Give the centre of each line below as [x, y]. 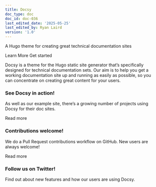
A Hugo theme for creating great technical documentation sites [68, 46]
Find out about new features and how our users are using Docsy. [70, 179]
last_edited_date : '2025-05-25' [38, 23]
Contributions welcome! [34, 131]
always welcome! [22, 147]
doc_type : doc [19, 14]
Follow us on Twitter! [30, 168]
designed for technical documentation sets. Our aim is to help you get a [77, 70]
